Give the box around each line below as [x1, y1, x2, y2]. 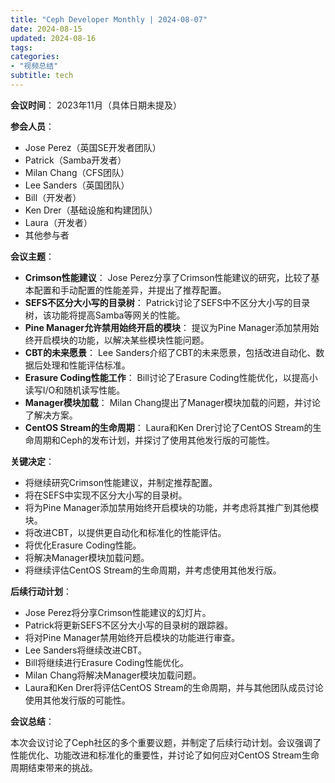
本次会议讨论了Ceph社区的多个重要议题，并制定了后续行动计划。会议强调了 [10, 736, 322, 748]
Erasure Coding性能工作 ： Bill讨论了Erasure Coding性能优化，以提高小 [24, 371, 318, 383]
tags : [10, 42, 33, 53]
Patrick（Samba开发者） [24, 154, 127, 166]
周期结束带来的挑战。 [10, 761, 98, 773]
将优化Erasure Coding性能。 [24, 539, 142, 551]
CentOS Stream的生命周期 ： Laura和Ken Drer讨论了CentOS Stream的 [24, 421, 313, 433]
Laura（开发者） [24, 216, 93, 228]
